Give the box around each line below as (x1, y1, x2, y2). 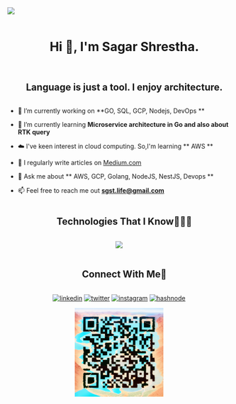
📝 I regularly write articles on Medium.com (17, 158, 142, 167)
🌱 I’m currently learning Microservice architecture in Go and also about (17, 120, 229, 128)
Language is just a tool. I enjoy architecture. (26, 82, 223, 94)
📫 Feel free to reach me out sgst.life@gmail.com (17, 186, 164, 194)
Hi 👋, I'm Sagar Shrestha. (49, 39, 200, 55)
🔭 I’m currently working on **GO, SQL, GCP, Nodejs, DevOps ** (17, 106, 205, 115)
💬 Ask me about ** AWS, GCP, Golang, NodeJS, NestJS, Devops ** (17, 172, 214, 180)
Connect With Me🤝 (82, 268, 167, 280)
